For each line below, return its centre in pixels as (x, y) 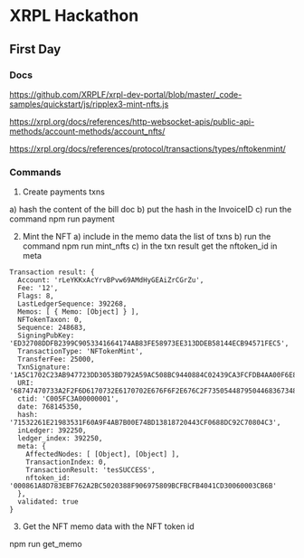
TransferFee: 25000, (56, 359)
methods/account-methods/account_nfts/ (87, 131)
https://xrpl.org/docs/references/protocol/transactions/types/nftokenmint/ (148, 148)
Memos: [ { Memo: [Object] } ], (79, 312)
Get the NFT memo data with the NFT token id (108, 526)
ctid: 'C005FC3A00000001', (68, 399)
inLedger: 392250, (52, 430)
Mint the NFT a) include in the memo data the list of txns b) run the (147, 237)
